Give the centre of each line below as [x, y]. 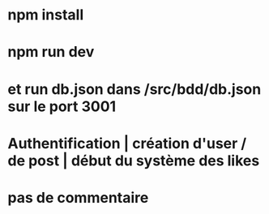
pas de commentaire [78, 197]
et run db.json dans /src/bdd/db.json [134, 89]
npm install [46, 15]
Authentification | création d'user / [127, 143]
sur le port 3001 [62, 106]
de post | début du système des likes [134, 160]
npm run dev [51, 52]
